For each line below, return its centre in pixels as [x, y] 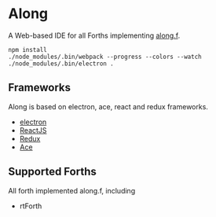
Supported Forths [52, 172]
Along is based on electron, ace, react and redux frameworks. [108, 106]
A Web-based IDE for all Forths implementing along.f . [94, 35]
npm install [27, 50]
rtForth [31, 206]
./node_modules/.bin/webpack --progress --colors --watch [105, 57]
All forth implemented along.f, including [72, 190]
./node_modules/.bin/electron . [61, 64]
